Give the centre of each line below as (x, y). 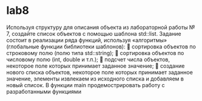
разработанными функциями (44, 91)
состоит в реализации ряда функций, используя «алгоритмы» (87, 40)
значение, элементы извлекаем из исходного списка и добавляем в (95, 79)
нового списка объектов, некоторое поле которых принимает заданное (99, 72)
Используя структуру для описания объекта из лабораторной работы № (101, 27)
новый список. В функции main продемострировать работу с (86, 85)
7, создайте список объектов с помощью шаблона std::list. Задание (94, 33)
